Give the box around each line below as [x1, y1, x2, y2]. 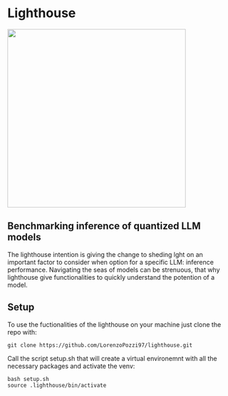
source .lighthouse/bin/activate [7, 382, 107, 389]
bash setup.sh [7, 375, 50, 382]
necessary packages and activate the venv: [7, 362, 135, 370]
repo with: [7, 328, 37, 336]
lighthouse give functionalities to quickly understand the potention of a [7, 273, 215, 281]
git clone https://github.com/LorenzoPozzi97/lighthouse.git [7, 341, 193, 349]
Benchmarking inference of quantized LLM [7, 220, 201, 233]
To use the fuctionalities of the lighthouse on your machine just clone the [7, 320, 222, 329]
